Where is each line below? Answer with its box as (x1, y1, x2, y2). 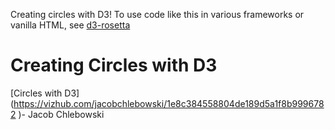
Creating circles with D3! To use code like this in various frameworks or (10, 9, 305, 20)
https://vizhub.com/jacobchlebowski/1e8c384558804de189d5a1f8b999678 (13, 97, 325, 109)
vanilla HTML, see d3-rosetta (10, 19, 131, 31)
